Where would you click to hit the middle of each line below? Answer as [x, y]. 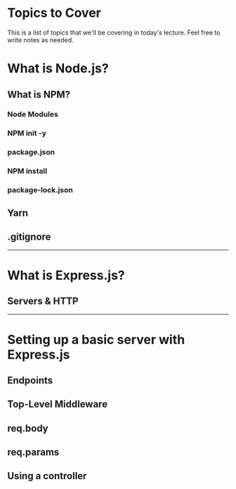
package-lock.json [40, 190]
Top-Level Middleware [57, 404]
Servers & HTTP [43, 301]
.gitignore [29, 236]
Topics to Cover [54, 13]
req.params [33, 452]
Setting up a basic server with [96, 339]
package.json [31, 152]
